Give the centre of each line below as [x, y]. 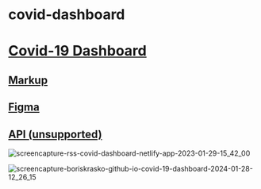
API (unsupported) [55, 134]
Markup [28, 80]
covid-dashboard [67, 15]
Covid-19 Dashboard [77, 51]
